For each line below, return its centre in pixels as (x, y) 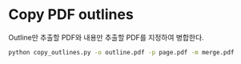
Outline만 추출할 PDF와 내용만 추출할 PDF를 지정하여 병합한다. (106, 37)
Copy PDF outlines (71, 15)
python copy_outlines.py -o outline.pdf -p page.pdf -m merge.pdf (121, 52)
